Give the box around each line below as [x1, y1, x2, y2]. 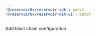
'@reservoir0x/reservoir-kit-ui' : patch [5, 12, 91, 17]
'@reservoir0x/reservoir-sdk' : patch [5, 7, 84, 12]
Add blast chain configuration [5, 25, 67, 31]
